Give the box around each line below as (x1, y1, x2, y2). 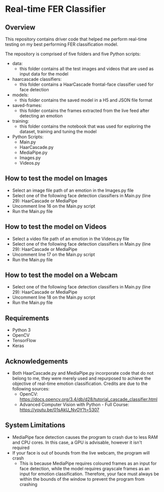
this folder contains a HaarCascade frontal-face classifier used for (19, 81, 154, 87)
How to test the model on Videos (5, 223, 107, 231)
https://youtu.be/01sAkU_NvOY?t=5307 (19, 407, 100, 413)
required (12, 445, 30, 451)
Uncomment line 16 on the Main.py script (12, 203, 96, 209)
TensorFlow (12, 338, 36, 344)
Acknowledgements (5, 357, 68, 365)
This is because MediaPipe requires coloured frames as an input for (19, 460, 157, 466)
